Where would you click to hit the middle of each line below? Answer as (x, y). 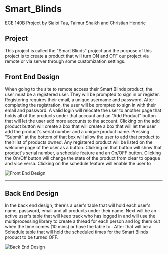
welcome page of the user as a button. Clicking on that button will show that (84, 147)
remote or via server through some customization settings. (65, 61)
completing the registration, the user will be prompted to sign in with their (81, 105)
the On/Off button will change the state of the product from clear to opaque (83, 158)
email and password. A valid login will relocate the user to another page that (83, 110)
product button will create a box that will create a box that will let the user (81, 126)
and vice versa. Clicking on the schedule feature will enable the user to (78, 163)
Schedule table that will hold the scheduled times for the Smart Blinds (77, 232)
